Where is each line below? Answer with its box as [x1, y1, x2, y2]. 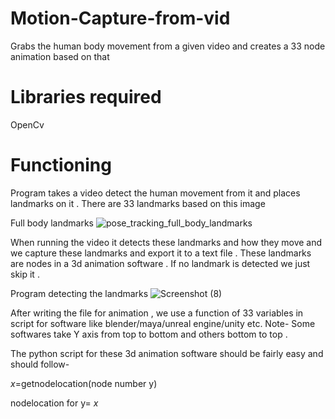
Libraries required [10, 86, 162, 109]
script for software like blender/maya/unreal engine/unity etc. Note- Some [10, 317, 316, 329]
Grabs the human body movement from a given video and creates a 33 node [10, 40, 326, 52]
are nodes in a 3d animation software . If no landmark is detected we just [10, 257, 311, 269]
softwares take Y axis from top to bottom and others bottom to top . [10, 328, 288, 340]
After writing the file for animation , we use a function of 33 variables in [10, 307, 304, 319]
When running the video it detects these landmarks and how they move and [10, 236, 323, 248]
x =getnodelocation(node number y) [10, 377, 158, 389]
